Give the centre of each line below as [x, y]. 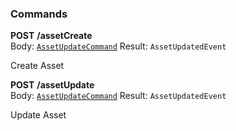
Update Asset [38, 115]
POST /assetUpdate [52, 85]
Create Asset [37, 66]
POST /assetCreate [51, 36]
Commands [39, 14]
